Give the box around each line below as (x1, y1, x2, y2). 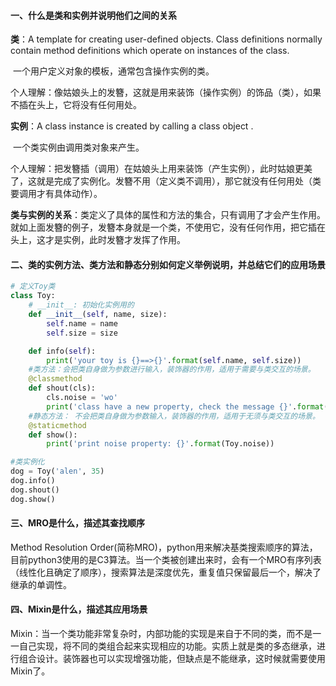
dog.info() (10, 476, 56, 486)
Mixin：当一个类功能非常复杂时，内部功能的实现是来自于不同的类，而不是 (10, 628, 313, 640)
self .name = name (46, 318, 118, 329)
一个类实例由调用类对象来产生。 (12, 141, 145, 154)
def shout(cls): (28, 383, 97, 394)
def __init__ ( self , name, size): (28, 310, 168, 320)
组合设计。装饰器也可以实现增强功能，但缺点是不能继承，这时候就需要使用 (18, 653, 326, 665)
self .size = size (46, 328, 118, 338)
